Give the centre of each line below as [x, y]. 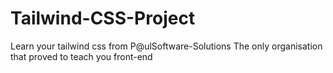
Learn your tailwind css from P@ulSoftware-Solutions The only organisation [166, 46]
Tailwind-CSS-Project [103, 18]
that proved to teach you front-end [81, 56]
